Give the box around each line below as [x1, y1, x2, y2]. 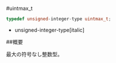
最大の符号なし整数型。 [6, 50, 63, 57]
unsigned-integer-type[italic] [14, 26, 85, 34]
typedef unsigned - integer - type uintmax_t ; [6, 16, 111, 22]
